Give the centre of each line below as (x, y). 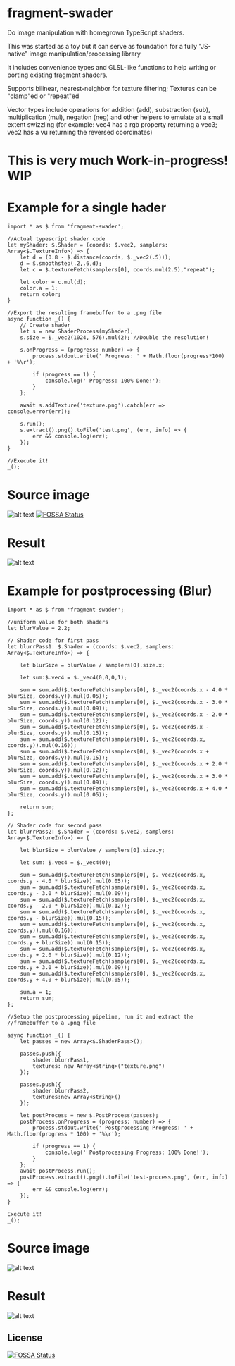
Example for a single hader (87, 208)
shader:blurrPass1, (61, 1060)
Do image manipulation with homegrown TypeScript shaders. (96, 32)
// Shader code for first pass (53, 640)
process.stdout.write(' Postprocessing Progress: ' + (113, 1128)
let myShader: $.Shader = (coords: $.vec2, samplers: (88, 245)
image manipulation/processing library (85, 54)
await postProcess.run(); (58, 1171)
